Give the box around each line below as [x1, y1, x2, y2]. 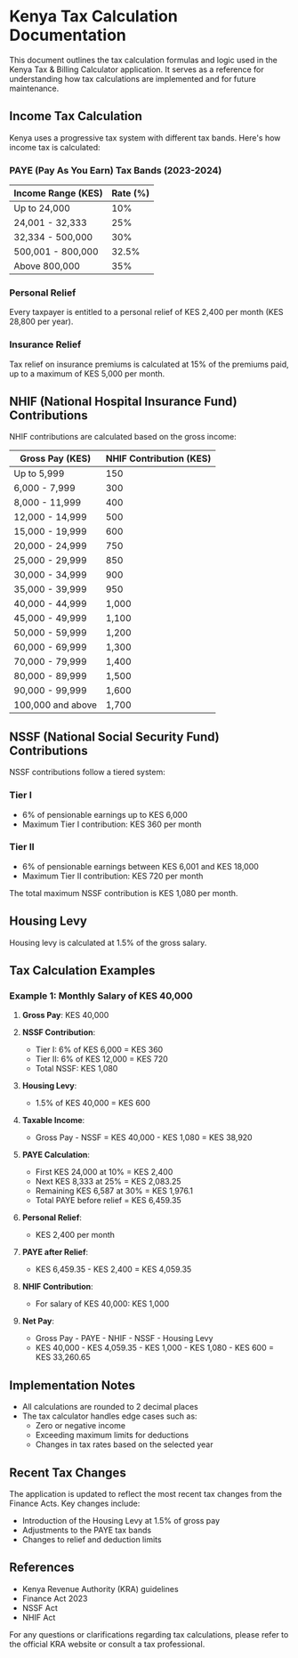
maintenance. [9, 83, 60, 93]
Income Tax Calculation [9, 109, 142, 124]
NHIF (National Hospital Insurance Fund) [9, 394, 238, 409]
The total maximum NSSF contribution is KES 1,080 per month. [9, 887, 238, 898]
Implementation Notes [9, 1378, 136, 1393]
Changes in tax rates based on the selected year [35, 1439, 213, 1450]
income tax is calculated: [9, 142, 101, 152]
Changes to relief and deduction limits [21, 1533, 162, 1545]
